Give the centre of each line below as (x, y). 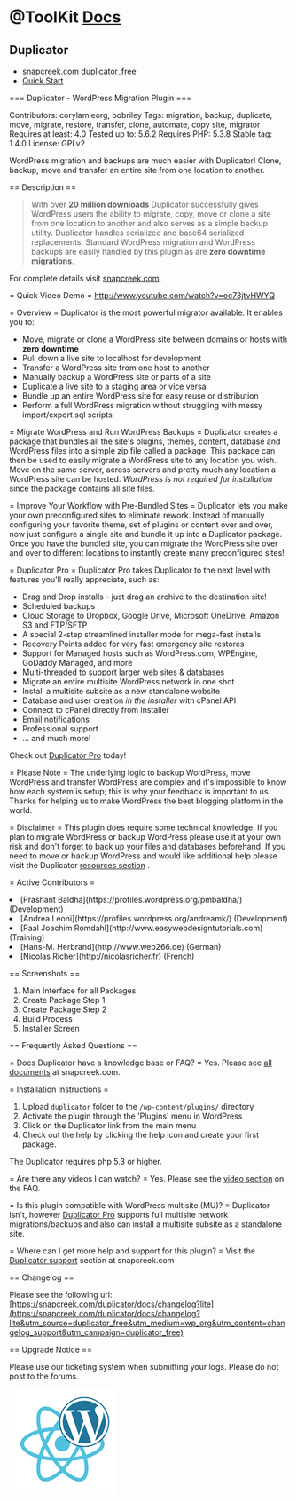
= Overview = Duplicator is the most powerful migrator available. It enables (146, 312)
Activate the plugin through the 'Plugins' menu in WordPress (132, 1116)
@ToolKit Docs (65, 17)
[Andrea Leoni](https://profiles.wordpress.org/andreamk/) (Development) (154, 918)
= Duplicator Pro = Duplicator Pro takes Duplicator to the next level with (140, 570)
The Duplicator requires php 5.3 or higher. (86, 1162)
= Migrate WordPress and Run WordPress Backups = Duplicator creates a (144, 432)
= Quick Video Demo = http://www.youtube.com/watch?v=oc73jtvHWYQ (142, 295)
